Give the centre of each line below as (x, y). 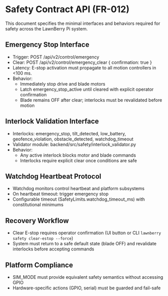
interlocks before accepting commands (53, 249)
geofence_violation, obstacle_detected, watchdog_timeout (73, 139)
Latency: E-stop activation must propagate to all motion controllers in (84, 67)
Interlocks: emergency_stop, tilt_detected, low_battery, (69, 133)
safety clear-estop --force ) (43, 238)
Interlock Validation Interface (52, 121)
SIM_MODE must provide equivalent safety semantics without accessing (88, 277)
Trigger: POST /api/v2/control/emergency (56, 57)
